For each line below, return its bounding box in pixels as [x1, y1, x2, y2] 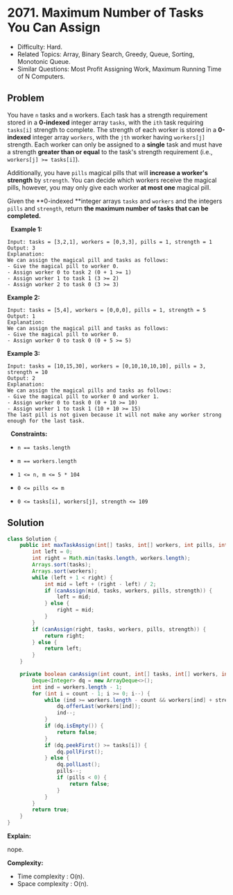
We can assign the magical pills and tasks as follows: [7, 387, 172, 394]
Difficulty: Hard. [17, 42, 62, 51]
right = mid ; [56, 607, 95, 614]
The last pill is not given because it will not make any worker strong [7, 411, 222, 418]
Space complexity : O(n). [17, 880, 89, 888]
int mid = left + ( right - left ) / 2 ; [44, 580, 157, 588]
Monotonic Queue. [17, 57, 71, 65]
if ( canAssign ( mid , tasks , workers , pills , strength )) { [44, 587, 213, 594]
